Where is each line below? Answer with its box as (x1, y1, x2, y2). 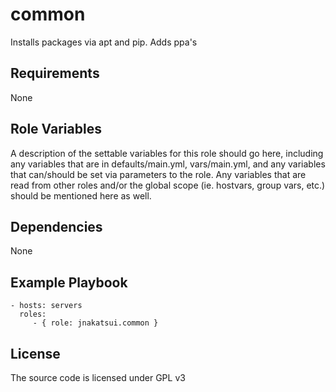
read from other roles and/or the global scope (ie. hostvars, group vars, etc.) (10, 179, 326, 191)
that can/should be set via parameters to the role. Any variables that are (10, 168, 307, 180)
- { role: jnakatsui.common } (32, 318, 159, 328)
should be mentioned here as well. (10, 189, 152, 202)
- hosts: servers (10, 301, 83, 311)
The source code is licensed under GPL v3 (10, 372, 186, 383)
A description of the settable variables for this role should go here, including (10, 147, 324, 159)
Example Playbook (10, 274, 128, 291)
